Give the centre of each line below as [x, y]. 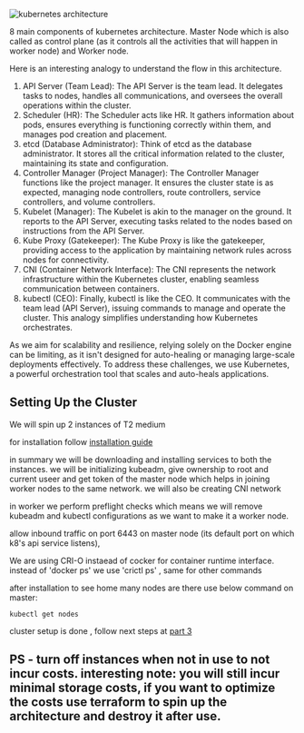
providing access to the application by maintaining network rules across [157, 250]
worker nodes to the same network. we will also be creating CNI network [145, 488]
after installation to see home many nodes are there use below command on [152, 588]
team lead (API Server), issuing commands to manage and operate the [154, 308]
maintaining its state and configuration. [96, 163]
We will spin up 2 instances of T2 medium [88, 424]
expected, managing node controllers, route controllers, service [142, 192]
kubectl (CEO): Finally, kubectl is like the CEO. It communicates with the [156, 298]
